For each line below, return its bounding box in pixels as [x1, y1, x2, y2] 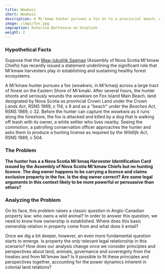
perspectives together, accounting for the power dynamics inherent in [5, 259, 146, 265]
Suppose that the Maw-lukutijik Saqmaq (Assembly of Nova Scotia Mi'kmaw [5, 57, 160, 63]
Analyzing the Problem [5, 196, 61, 203]
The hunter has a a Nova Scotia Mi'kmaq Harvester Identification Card [5, 158, 151, 164]
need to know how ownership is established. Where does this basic [5, 218, 141, 224]
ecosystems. [5, 73, 31, 79]
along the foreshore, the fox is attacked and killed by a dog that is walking [5, 114, 155, 120]
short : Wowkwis [5, 12, 36, 17]
